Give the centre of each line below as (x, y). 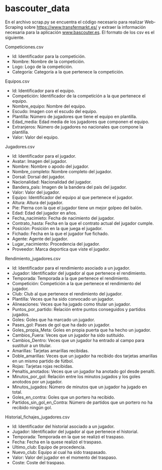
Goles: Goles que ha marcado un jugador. (54, 320)
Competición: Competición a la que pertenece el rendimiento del (77, 283)
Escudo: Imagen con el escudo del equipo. (55, 111)
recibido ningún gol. (32, 407)
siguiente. (15, 37)
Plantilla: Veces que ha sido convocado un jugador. (63, 299)
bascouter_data (37, 9)
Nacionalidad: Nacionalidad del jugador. (52, 182)
